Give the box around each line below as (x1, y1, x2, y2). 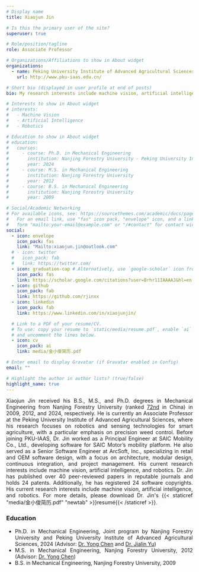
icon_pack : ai (17, 343, 52, 349)
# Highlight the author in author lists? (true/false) (6, 375, 145, 381)
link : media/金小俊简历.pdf (17, 349, 82, 355)
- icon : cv (11, 337, 38, 343)
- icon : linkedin (11, 299, 54, 305)
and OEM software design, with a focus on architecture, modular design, (6, 454, 193, 461)
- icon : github (11, 283, 49, 289)
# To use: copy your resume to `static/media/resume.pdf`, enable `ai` (11, 326, 192, 333)
